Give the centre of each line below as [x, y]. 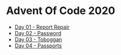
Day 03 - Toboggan [38, 39]
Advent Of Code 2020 [61, 11]
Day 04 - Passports [38, 46]
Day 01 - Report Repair [42, 27]
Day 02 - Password [38, 33]
